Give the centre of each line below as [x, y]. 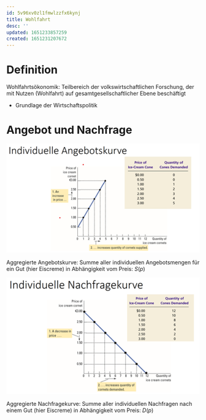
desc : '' [17, 26]
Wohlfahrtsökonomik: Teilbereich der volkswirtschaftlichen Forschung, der [100, 87]
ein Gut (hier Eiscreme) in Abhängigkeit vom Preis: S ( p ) [76, 269]
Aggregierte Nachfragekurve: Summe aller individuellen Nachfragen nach [99, 403]
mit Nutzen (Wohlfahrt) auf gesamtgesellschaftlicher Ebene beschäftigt [96, 94]
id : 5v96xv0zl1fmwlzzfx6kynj [44, 13]
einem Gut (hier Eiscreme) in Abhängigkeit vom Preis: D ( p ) [80, 410]
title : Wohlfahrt [29, 19]
